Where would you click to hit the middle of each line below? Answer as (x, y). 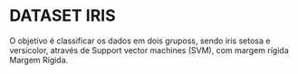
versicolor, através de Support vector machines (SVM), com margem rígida (149, 50)
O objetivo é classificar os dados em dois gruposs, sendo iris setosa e (140, 41)
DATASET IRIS (62, 16)
